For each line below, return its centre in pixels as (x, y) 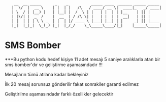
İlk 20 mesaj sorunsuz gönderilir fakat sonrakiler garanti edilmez (72, 84)
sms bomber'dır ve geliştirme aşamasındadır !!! (54, 65)
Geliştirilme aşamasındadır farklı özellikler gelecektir (59, 94)
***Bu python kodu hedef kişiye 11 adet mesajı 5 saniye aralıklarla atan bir (82, 59)
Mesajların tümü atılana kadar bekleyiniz (47, 74)
